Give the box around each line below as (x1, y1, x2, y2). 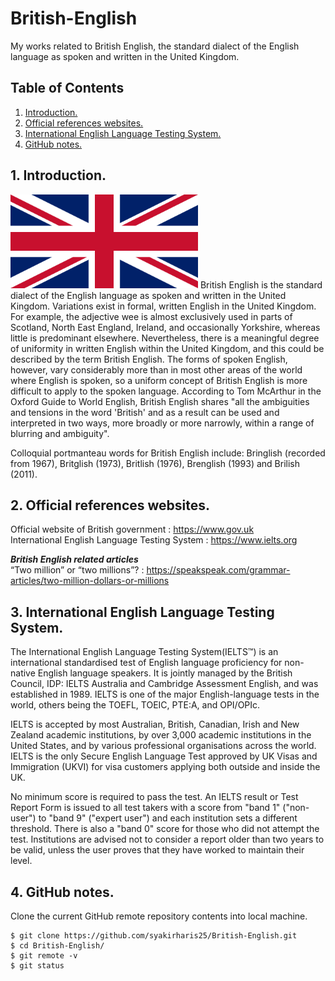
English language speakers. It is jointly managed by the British (37, 667, 293, 679)
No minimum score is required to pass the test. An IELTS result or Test (10, 791, 299, 803)
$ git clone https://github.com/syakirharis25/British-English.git (10, 931, 298, 941)
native (10, 667, 36, 679)
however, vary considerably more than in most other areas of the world (10, 363, 303, 376)
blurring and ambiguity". (10, 427, 110, 439)
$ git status (10, 961, 65, 971)
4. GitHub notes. (10, 883, 115, 901)
